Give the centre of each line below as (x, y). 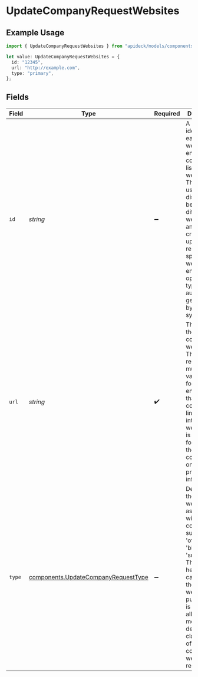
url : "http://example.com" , (46, 68)
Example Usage (35, 33)
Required (167, 114)
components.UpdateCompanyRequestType (88, 577)
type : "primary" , (33, 73)
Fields (18, 97)
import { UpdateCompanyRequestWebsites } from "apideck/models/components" (101, 46)
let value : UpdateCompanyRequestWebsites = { (63, 57)
